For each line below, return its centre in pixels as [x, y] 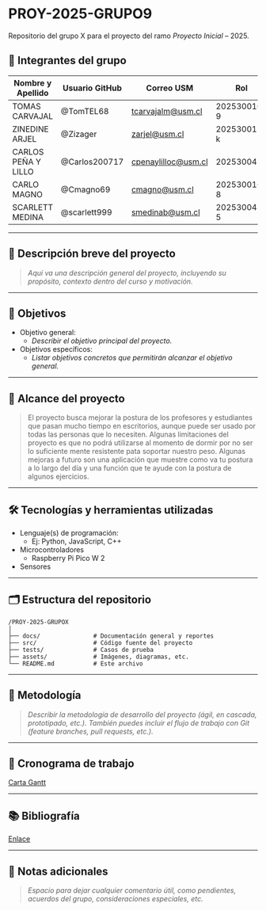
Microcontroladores [52, 550]
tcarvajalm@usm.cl [167, 111]
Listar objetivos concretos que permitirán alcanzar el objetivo [132, 358]
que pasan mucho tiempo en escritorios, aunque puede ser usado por [141, 426]
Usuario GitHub [93, 88]
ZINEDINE [30, 129]
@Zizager [79, 134]
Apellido [32, 93]
